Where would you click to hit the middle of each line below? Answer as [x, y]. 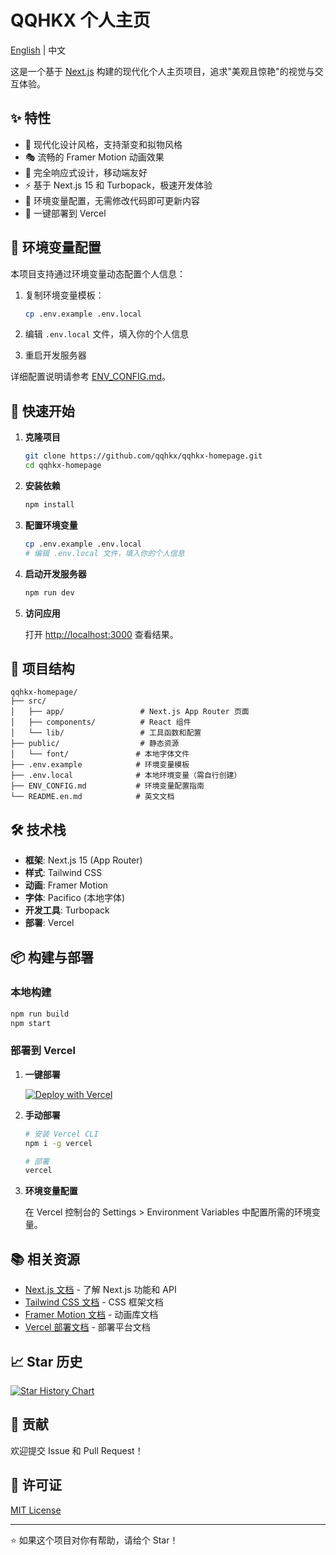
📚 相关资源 [45, 1259]
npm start [31, 1023]
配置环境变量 [51, 525]
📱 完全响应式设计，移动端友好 [86, 172]
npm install [49, 505]
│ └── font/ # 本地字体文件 [100, 754]
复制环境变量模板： [64, 295]
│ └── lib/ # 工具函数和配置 [106, 733]
